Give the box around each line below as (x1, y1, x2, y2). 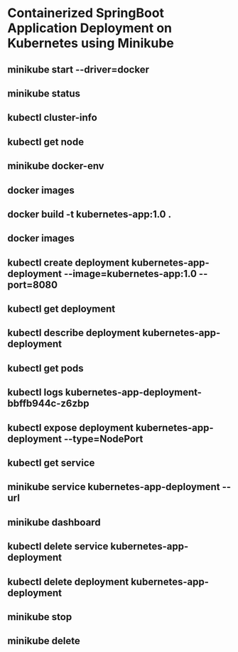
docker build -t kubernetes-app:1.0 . (7, 208, 172, 220)
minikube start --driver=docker (7, 63, 149, 75)
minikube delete (7, 635, 80, 647)
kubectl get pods (7, 362, 84, 374)
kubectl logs (7, 386, 64, 398)
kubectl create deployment (7, 256, 130, 268)
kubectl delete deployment (7, 575, 129, 587)
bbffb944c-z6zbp (7, 398, 90, 410)
